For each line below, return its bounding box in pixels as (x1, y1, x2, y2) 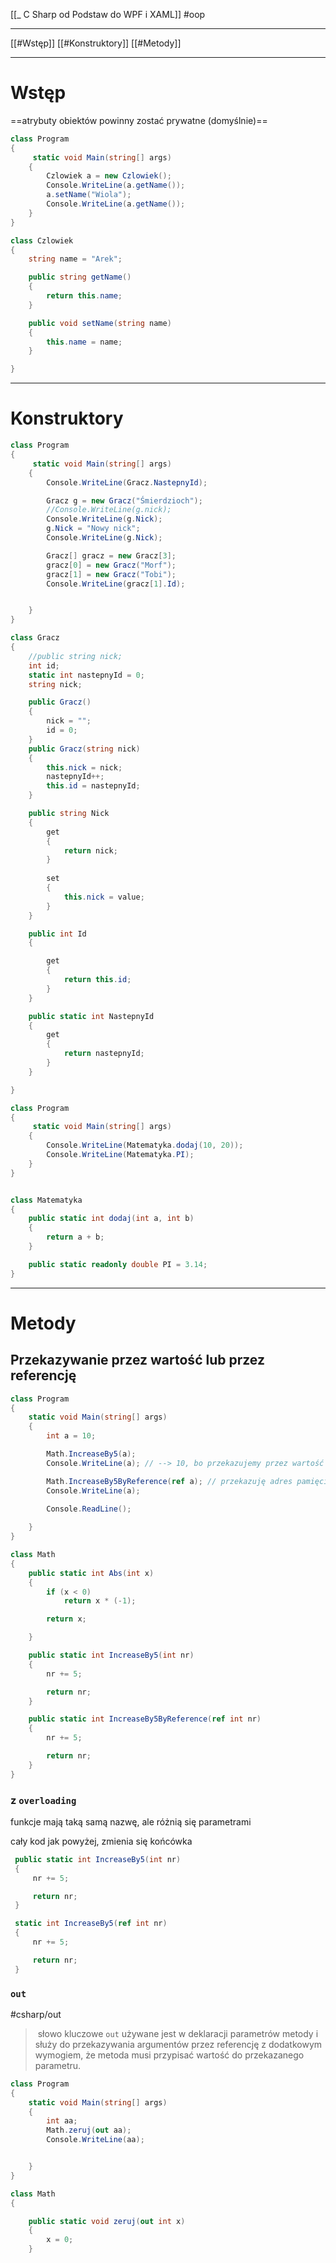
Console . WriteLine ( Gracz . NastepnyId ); (46, 477, 208, 488)
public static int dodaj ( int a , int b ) (28, 1214, 195, 1224)
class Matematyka (10, 1195, 83, 1205)
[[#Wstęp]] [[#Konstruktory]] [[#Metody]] (10, 37, 182, 49)
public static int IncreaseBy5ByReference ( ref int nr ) (28, 1714, 262, 1724)
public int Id (28, 929, 87, 939)
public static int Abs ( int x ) (28, 1568, 155, 1578)
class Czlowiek (10, 235, 74, 246)
